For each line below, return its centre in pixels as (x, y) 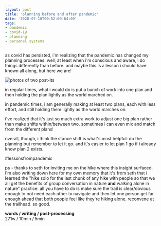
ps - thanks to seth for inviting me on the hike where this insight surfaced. (79, 168)
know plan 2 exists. (24, 149)
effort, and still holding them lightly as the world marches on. (66, 109)
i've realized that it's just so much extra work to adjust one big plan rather (79, 119)
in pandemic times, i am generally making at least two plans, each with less (80, 104)
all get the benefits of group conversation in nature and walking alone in (77, 183)
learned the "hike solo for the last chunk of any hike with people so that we (80, 178)
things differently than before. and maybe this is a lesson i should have (76, 65)
